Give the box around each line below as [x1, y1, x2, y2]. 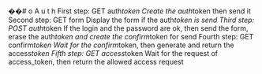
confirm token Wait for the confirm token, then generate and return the [8, 40, 234, 50]
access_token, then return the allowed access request [8, 57, 184, 66]
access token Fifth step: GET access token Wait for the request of [8, 49, 219, 57]
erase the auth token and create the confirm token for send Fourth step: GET [8, 32, 254, 41]
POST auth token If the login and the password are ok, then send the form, [8, 24, 249, 33]
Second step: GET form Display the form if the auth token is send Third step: [8, 15, 255, 24]
